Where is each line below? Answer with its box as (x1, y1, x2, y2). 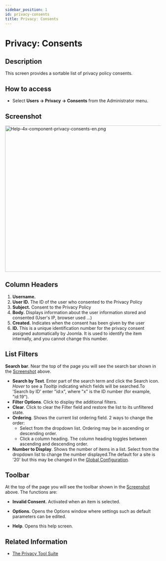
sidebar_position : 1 (5, 7, 48, 12)
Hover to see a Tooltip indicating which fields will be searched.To (12, 383, 145, 389)
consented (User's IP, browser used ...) (12, 315, 92, 321)
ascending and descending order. (19, 441, 88, 447)
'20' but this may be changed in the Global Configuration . (12, 456, 129, 462)
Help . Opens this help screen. (12, 523, 73, 529)
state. (12, 409, 24, 415)
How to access (5, 84, 52, 93)
